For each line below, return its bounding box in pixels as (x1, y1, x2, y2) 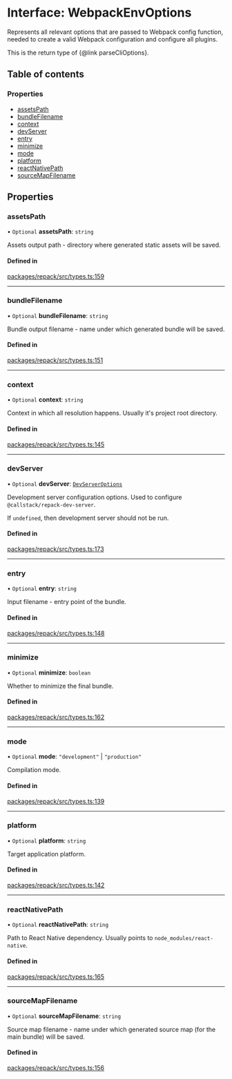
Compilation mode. (7, 766, 61, 774)
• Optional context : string (7, 395, 84, 404)
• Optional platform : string (7, 836, 86, 845)
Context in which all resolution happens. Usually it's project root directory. (7, 409, 217, 417)
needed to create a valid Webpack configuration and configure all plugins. (7, 35, 218, 43)
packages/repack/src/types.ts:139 (7, 797, 105, 805)
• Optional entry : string (7, 584, 77, 592)
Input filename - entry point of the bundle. (7, 598, 126, 606)
